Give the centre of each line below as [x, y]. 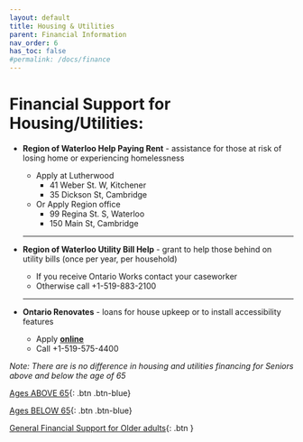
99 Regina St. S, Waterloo [97, 214]
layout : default [40, 18]
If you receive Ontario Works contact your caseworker [137, 276]
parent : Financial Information [68, 34]
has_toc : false [38, 51]
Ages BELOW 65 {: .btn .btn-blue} [71, 410]
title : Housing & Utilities [62, 26]
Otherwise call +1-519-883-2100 [96, 286]
